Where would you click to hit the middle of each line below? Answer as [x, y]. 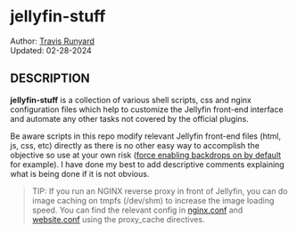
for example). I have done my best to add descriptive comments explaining [147, 164]
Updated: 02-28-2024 [51, 50]
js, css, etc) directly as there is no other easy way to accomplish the [135, 145]
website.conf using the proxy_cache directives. [118, 219]
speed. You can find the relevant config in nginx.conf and [137, 210]
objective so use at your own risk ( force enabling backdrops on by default [146, 155]
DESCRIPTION [50, 79]
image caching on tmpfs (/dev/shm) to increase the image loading [153, 200]
